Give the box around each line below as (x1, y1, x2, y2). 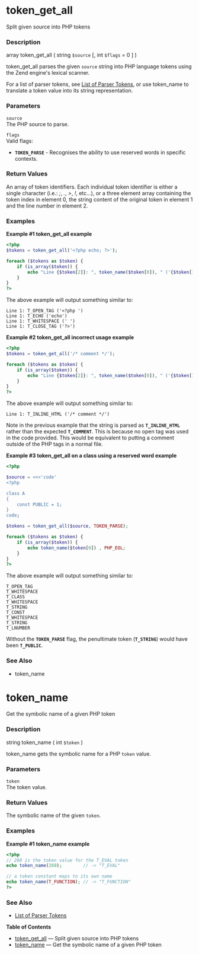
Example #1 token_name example (6, 840, 90, 847)
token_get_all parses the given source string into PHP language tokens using (6, 63, 192, 70)
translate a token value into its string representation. (6, 87, 133, 94)
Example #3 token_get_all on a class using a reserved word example (6, 452, 177, 460)
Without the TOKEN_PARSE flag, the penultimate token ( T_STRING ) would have (6, 636, 188, 643)
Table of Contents (6, 923, 52, 931)
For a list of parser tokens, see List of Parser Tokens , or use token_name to (6, 81, 189, 88)
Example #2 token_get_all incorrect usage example (6, 334, 134, 341)
